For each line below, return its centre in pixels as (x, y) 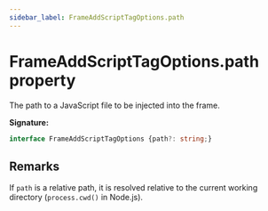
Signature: (29, 122)
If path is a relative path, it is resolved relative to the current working (134, 188)
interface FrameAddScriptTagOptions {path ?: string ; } (111, 139)
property (43, 80)
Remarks (35, 166)
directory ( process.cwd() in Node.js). (76, 198)
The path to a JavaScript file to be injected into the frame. (114, 105)
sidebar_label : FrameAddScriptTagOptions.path (97, 17)
